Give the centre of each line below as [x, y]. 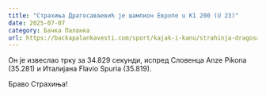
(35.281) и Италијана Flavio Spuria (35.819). [80, 69]
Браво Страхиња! [38, 84]
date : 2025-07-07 [37, 23]
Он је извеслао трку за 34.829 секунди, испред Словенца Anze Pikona [127, 60]
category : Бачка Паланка [49, 30]
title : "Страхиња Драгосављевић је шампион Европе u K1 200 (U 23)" [123, 15]
